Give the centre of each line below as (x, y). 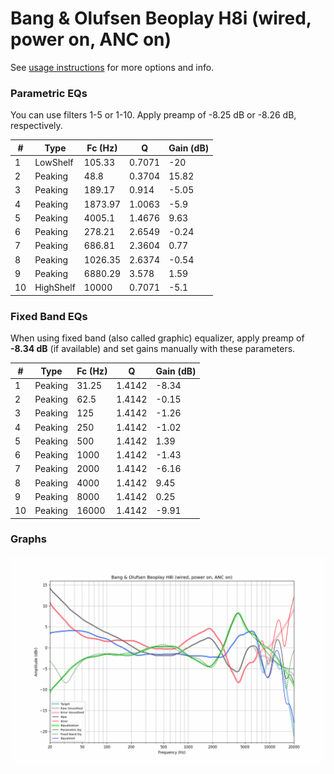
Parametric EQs (49, 93)
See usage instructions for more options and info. (112, 67)
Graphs (28, 539)
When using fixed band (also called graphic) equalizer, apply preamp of (157, 338)
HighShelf (55, 288)
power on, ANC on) (91, 39)
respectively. (36, 126)
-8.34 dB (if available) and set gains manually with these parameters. (153, 349)
